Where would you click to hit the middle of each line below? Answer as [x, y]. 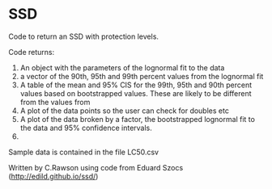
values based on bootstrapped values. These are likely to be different [136, 93]
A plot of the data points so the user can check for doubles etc [124, 111]
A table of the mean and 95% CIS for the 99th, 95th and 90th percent [136, 85]
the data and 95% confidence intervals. [86, 128]
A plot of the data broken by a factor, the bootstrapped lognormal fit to [137, 119]
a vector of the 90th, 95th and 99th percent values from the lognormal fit [142, 76]
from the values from [55, 102]
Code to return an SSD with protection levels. [84, 36]
